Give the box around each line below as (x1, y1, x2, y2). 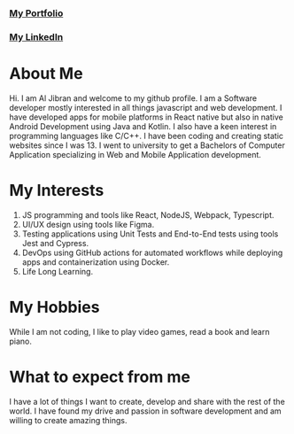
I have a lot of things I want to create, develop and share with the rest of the (9, 396, 285, 407)
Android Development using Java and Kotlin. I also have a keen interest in (9, 120, 277, 131)
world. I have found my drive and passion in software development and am (9, 406, 282, 416)
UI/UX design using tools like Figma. (21, 219, 155, 229)
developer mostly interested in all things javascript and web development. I (9, 102, 282, 112)
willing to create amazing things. (9, 415, 128, 425)
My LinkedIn (9, 30, 64, 43)
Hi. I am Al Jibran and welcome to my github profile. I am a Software (9, 92, 258, 104)
